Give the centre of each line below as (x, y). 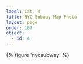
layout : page (22, 22)
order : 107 (19, 28)
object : (15, 33)
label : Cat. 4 (23, 11)
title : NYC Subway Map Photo (41, 17)
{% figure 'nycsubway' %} (38, 55)
